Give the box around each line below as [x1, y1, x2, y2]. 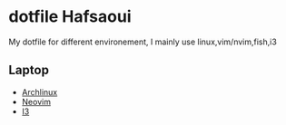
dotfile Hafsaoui [8, 6, 132, 27]
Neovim [21, 96, 52, 107]
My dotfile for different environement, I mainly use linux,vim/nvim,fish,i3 [8, 36, 278, 47]
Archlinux [21, 86, 58, 97]
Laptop [8, 62, 49, 78]
